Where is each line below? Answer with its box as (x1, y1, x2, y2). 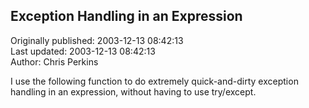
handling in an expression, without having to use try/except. (10, 85, 257, 98)
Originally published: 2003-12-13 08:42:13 (10, 34, 184, 46)
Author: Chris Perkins (10, 55, 99, 68)
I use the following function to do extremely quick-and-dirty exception (10, 75, 299, 87)
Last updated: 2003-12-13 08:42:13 (10, 45, 156, 57)
